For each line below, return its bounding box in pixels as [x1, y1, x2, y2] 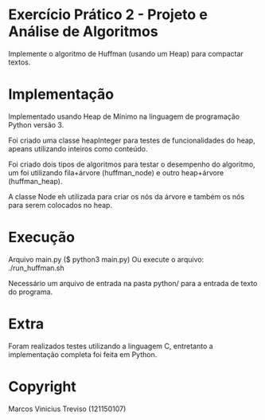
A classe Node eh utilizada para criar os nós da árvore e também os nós [8, 191, 245, 201]
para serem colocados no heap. [8, 200, 113, 210]
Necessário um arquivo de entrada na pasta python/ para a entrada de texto [8, 278, 258, 288]
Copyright [8, 377, 77, 395]
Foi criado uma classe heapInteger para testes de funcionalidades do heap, [8, 135, 256, 145]
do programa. [8, 287, 53, 296]
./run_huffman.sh [8, 263, 65, 273]
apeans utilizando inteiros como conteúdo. [8, 143, 148, 153]
